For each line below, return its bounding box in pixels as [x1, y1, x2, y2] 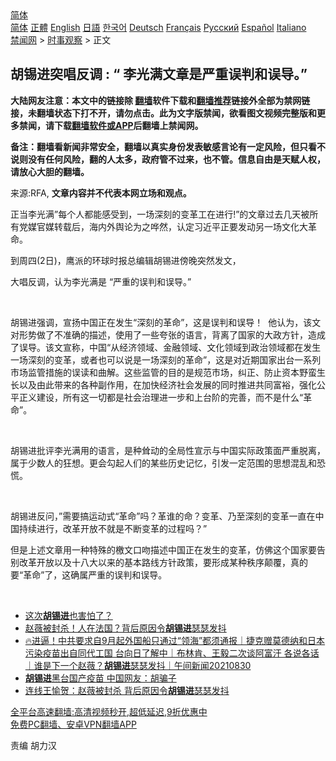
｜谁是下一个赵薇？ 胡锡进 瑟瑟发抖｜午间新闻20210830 [24, 659, 252, 671]
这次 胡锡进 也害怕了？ [24, 609, 113, 621]
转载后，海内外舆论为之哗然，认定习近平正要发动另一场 [53, 220, 282, 232]
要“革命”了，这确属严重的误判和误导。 [10, 568, 168, 581]
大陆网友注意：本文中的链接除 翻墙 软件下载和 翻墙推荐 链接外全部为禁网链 [10, 94, 311, 106]
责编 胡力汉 [10, 739, 57, 751]
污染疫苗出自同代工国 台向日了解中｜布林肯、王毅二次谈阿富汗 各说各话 [24, 647, 320, 659]
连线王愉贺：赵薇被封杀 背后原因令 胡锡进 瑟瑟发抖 [24, 684, 230, 696]
